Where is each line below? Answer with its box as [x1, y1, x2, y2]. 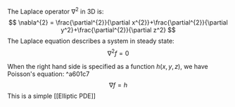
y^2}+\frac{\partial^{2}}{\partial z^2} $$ [61, 25, 176, 34]
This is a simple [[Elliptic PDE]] [7, 92, 96, 101]
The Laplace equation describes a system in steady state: [7, 37, 174, 45]
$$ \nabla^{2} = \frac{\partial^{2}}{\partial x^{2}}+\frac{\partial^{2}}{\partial [8, 18, 229, 27]
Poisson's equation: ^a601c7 [7, 70, 90, 78]
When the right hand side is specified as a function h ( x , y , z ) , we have [7, 63, 209, 71]
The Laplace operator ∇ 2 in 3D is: [7, 6, 104, 15]
